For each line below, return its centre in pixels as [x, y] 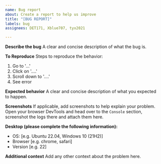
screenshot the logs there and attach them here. [54, 117]
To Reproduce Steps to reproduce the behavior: [54, 56]
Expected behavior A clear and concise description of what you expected [81, 91]
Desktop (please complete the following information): [61, 127]
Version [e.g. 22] [29, 147]
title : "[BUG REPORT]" [28, 19]
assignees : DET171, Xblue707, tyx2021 [45, 28]
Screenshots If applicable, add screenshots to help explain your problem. [80, 106]
